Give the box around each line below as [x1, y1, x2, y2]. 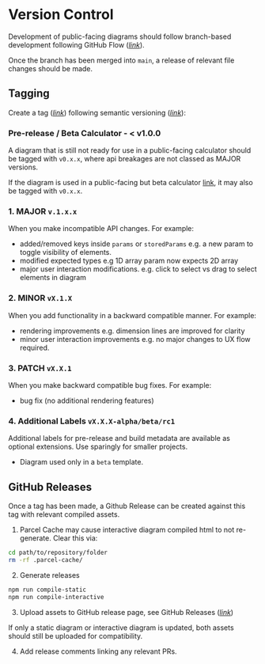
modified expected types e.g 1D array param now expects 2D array [19, 256, 239, 266]
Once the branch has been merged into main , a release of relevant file [8, 55, 235, 65]
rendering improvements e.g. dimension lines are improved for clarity [19, 326, 245, 336]
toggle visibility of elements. [19, 248, 112, 257]
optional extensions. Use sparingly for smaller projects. [8, 442, 188, 452]
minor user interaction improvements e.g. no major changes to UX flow [19, 334, 251, 343]
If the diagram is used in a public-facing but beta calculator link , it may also [8, 178, 253, 188]
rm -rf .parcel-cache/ [8, 556, 83, 563]
